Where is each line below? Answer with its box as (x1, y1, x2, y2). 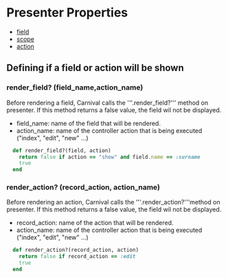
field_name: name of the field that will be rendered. (16, 119, 161, 127)
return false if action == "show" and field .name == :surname (19, 153, 201, 160)
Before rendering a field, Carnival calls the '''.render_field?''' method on (6, 98, 209, 107)
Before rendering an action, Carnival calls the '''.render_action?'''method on (6, 198, 220, 206)
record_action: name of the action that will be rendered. (16, 219, 174, 227)
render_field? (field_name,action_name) (6, 83, 144, 92)
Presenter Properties (6, 5, 128, 21)
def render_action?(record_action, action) (12, 246, 139, 254)
